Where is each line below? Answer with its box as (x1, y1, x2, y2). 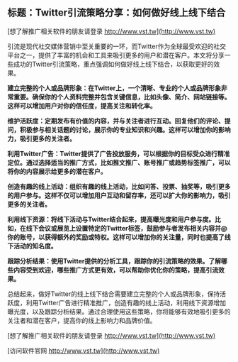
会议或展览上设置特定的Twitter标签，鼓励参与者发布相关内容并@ (38, 224, 228, 232)
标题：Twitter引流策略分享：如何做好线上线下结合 (7, 6, 226, 19)
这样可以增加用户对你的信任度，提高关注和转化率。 (7, 102, 157, 110)
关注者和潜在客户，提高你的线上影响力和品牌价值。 (7, 316, 157, 324)
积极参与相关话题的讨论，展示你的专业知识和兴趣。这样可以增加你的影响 (19, 125, 231, 133)
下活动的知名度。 (7, 241, 57, 250)
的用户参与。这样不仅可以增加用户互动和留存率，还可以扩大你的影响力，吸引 (7, 191, 231, 199)
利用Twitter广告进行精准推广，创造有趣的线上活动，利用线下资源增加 (25, 298, 227, 307)
